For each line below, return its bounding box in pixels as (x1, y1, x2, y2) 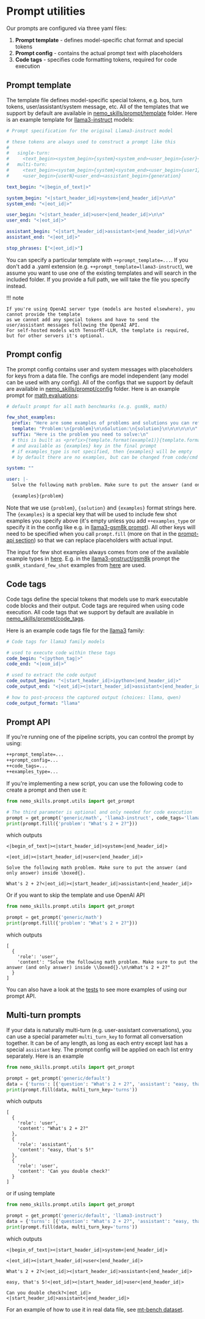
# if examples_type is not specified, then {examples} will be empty (12, 448, 192, 455)
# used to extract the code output (6, 672, 97, 678)
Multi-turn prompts (6, 1010, 81, 1020)
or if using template (6, 1190, 56, 1197)
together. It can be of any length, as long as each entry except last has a (6, 1039, 188, 1047)
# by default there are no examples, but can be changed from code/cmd (12, 454, 198, 460)
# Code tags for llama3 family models (6, 638, 105, 645)
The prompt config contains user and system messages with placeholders (6, 365, 193, 373)
